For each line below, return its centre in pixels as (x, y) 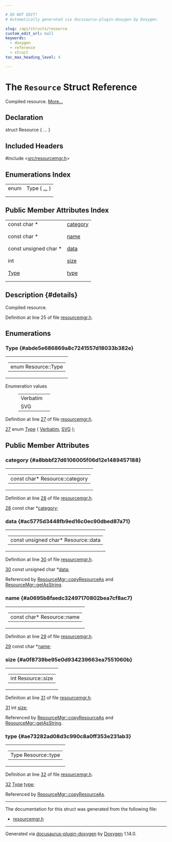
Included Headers (34, 146)
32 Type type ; (20, 784)
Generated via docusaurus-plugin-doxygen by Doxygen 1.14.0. (71, 834)
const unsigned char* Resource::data (56, 540)
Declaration (24, 117)
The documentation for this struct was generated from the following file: (81, 809)
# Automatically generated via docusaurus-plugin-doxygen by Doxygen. (82, 19)
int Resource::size (32, 678)
